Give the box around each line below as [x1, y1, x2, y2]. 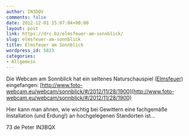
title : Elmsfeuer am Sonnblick [6, 42, 84, 48]
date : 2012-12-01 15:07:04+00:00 [6, 20, 89, 26]
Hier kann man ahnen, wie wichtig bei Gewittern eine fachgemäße [6, 106, 168, 113]
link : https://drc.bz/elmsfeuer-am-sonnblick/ [6, 31, 124, 37]
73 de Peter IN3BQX [6, 123, 55, 131]
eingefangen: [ [6, 81, 42, 88]
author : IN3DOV [6, 8, 44, 15]
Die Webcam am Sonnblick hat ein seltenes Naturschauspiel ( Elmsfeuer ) [6, 75, 184, 82]
